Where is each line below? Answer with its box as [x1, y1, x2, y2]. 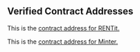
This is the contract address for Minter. [7, 37, 119, 46]
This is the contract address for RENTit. [7, 24, 120, 32]
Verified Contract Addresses [7, 6, 134, 17]
